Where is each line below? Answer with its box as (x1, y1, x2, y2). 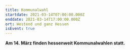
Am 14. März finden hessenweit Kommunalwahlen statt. (5, 40, 125, 46)
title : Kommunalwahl (5, 7, 49, 13)
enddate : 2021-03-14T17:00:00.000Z (5, 17, 80, 22)
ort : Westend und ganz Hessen (5, 21, 69, 27)
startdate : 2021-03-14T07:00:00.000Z (5, 12, 85, 17)
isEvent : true (5, 26, 35, 31)
